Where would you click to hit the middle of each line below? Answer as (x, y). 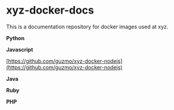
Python (15, 38)
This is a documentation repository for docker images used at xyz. (87, 27)
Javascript (20, 49)
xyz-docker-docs (50, 10)
